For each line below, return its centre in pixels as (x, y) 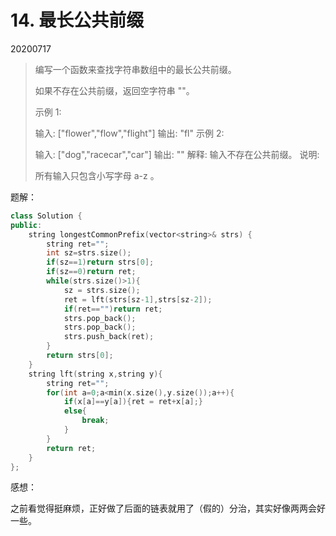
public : (26, 225)
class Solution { (46, 216)
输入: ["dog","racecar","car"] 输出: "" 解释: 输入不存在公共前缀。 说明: (177, 154)
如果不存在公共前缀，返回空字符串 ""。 (114, 90)
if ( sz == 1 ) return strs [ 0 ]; (100, 262)
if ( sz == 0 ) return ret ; (91, 272)
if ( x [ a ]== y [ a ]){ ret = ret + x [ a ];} (133, 402)
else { (75, 411)
